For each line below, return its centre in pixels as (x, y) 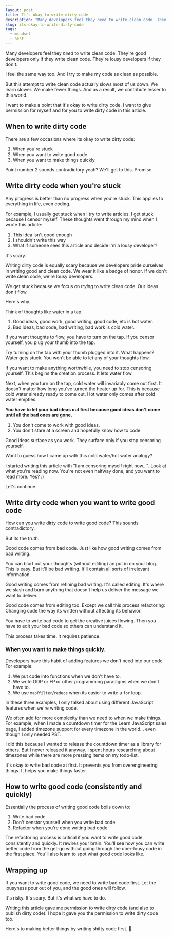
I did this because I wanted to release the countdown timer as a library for (83, 744)
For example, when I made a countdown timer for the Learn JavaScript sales (86, 723)
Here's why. (18, 301)
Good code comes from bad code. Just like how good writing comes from (83, 548)
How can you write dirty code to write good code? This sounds (72, 523)
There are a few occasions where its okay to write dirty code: (70, 139)
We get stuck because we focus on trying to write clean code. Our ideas (82, 286)
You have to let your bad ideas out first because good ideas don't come (83, 409)
